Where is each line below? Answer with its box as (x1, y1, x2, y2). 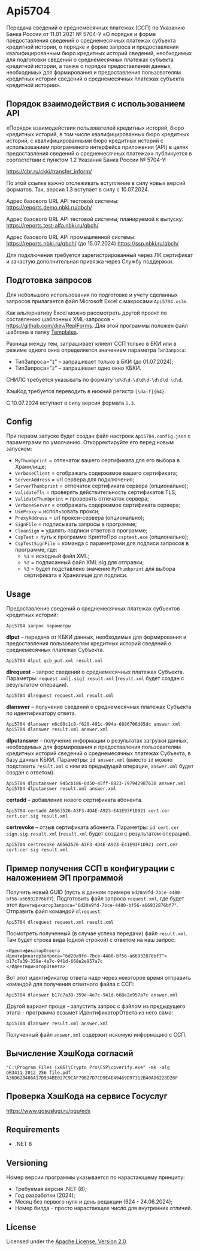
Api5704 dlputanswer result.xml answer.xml (6, 786, 117, 792)
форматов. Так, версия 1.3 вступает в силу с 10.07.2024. (6, 185, 150, 193)
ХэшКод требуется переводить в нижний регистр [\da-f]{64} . (6, 387, 166, 394)
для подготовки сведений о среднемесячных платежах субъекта (6, 56, 174, 63)
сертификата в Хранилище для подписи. (23, 571, 128, 579)
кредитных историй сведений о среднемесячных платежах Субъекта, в (6, 750, 191, 757)
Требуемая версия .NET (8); (14, 1186, 87, 1193)
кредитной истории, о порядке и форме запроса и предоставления (6, 43, 179, 50)
